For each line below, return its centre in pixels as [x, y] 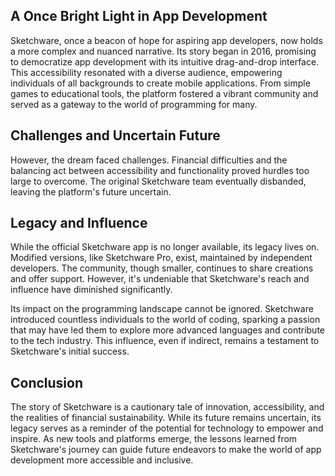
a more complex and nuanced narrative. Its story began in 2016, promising [163, 51]
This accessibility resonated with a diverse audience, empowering [146, 72]
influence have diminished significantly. [91, 290]
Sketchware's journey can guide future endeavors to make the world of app [166, 450]
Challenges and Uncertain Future [115, 135]
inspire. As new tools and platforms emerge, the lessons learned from [154, 439]
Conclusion [47, 382]
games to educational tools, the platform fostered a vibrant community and [164, 93]
